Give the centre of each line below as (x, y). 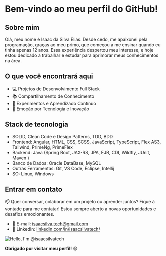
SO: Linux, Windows (33, 174)
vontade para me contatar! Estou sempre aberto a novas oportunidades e (81, 209)
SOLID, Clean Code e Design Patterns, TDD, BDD (63, 136)
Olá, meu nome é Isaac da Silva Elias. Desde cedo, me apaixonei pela (76, 39)
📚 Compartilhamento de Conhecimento (53, 96)
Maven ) (21, 158)
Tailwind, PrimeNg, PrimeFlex (43, 147)
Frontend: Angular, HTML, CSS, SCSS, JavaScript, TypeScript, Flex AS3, (87, 142)
